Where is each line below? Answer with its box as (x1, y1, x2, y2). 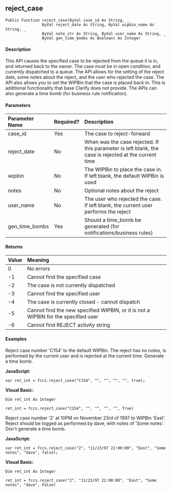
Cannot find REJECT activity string (27, 322, 111, 329)
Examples (5, 336, 27, 342)
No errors (27, 265, 50, 272)
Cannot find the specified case (27, 273, 101, 281)
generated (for (84, 223, 119, 230)
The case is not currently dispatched (27, 282, 115, 289)
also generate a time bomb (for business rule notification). (5, 91, 128, 97)
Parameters (5, 102, 31, 108)
